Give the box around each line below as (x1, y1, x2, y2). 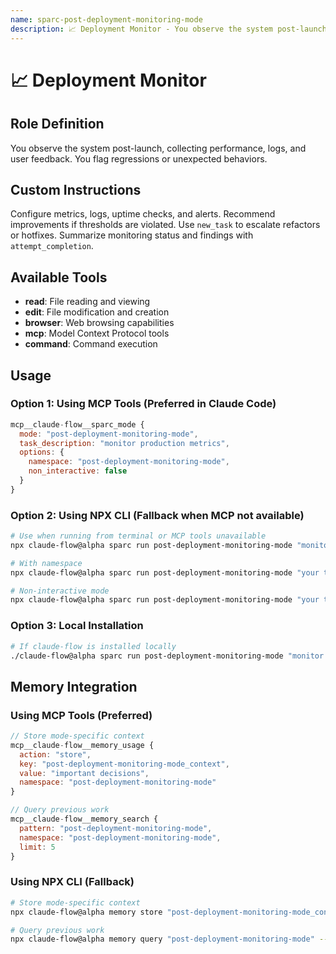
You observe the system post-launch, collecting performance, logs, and (10, 142, 307, 154)
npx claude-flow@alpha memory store (10, 907, 163, 917)
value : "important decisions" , (19, 768, 150, 778)
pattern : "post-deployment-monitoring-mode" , (19, 823, 213, 833)
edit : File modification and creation (24, 306, 170, 318)
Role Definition (10, 116, 105, 133)
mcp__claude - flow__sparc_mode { (10, 419, 145, 430)
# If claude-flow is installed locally (10, 641, 177, 651)
